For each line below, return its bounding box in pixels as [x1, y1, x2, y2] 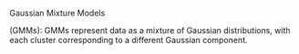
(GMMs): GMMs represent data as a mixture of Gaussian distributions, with [9, 25, 291, 35]
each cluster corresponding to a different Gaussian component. [9, 35, 248, 45]
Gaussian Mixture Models [9, 8, 106, 18]
